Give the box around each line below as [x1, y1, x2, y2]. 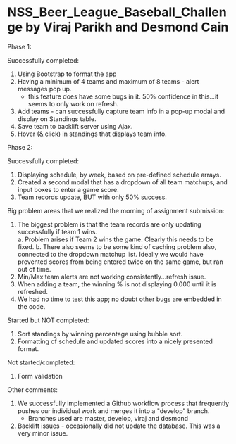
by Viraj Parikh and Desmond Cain [25, 19, 229, 35]
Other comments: [7, 385, 58, 394]
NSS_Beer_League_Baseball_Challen [7, 4, 227, 20]
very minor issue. [17, 429, 68, 437]
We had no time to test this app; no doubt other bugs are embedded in [17, 295, 222, 303]
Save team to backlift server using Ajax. [17, 122, 133, 130]
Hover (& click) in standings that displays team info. [17, 129, 167, 138]
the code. [17, 302, 46, 310]
